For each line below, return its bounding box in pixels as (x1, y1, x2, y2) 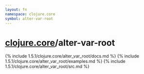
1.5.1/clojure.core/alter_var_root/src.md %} (5, 64, 90, 70)
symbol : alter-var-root (5, 16, 54, 21)
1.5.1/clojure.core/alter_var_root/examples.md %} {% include (5, 58, 126, 64)
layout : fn (5, 7, 27, 12)
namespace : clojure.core (5, 12, 55, 17)
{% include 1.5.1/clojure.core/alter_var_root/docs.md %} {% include (5, 53, 140, 59)
